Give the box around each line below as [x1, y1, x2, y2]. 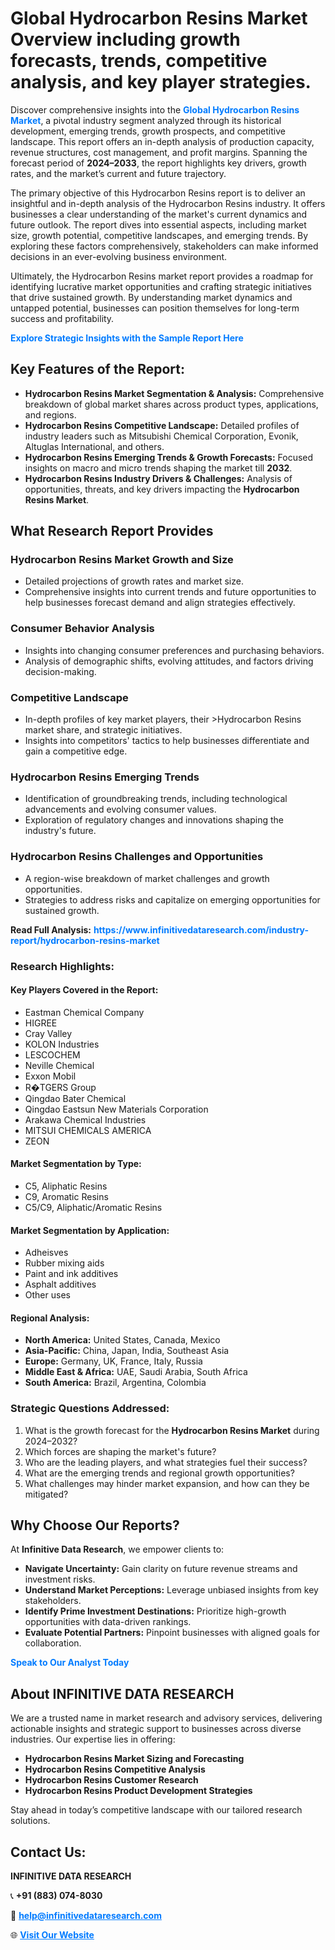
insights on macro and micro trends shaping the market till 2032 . [24, 462, 293, 474]
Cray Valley [24, 1027, 73, 1039]
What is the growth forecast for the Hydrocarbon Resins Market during [24, 1424, 320, 1436]
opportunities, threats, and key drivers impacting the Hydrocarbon [24, 483, 300, 495]
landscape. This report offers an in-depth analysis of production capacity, [10, 135, 315, 147]
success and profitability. [10, 312, 115, 324]
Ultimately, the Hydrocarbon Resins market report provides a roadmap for [10, 270, 314, 282]
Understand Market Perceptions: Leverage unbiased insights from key [24, 1584, 319, 1596]
